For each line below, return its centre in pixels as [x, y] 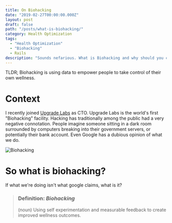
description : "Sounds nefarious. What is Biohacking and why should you [84, 58]
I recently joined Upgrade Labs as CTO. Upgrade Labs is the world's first [82, 113]
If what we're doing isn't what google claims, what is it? [64, 185]
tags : [11, 39]
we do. [13, 140]
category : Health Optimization [39, 34]
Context [23, 99]
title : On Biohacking [28, 10]
